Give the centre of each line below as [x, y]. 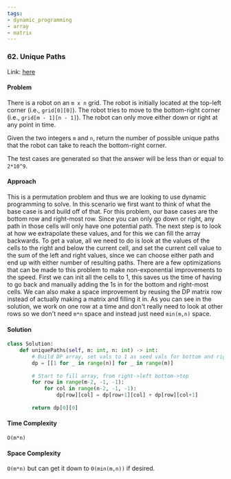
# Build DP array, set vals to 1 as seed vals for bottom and [123, 357]
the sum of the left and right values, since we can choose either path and [111, 255]
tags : [15, 13]
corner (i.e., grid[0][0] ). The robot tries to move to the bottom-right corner [114, 110]
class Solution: [30, 344]
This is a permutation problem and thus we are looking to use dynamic [107, 197]
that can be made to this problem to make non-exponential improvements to [115, 269]
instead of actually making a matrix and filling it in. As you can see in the [109, 299]
